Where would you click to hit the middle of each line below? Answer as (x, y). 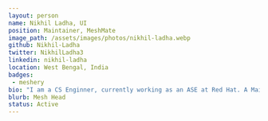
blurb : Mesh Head (37, 97)
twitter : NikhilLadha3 (46, 53)
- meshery (28, 82)
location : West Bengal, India (59, 68)
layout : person (33, 16)
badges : (21, 75)
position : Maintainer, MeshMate (62, 30)
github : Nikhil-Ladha (44, 45)
